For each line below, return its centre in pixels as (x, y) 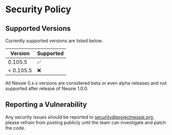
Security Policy (38, 9)
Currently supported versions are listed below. (54, 41)
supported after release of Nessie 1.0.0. (47, 89)
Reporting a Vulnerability (46, 104)
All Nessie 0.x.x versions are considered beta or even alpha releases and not (86, 83)
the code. (15, 128)
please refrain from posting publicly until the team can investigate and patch (86, 122)
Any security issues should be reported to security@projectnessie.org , (80, 117)
